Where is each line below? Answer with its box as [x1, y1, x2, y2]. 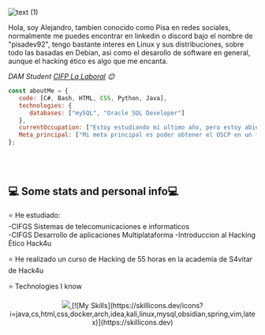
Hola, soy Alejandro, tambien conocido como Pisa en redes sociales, [8, 23, 231, 32]
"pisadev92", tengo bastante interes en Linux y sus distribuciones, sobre [8, 40, 244, 49]
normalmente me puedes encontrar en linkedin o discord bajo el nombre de [8, 32, 254, 40]
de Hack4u [8, 265, 44, 275]
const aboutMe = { [8, 87, 69, 95]
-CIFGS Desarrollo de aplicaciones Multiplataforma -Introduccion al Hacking [8, 230, 256, 239]
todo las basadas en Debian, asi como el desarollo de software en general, [8, 48, 251, 57]
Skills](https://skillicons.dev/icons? [90, 300, 203, 310]
